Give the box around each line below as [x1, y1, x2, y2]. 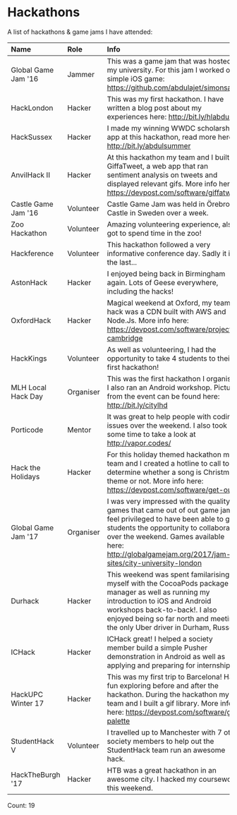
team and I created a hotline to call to [107, 458, 230, 468]
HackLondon [11, 103, 54, 113]
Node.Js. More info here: [107, 315, 189, 325]
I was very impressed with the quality [107, 496, 231, 506]
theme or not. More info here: [107, 476, 204, 485]
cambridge [107, 333, 143, 343]
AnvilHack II [11, 170, 51, 180]
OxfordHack [11, 315, 51, 325]
